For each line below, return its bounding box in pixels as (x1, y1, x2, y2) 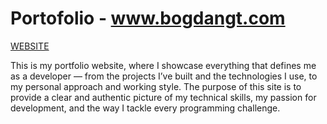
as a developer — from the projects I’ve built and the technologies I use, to (10, 70, 318, 82)
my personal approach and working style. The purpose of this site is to (10, 80, 302, 92)
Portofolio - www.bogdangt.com (10, 7, 286, 30)
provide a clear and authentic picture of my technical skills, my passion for (10, 91, 317, 103)
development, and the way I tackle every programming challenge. (10, 102, 281, 114)
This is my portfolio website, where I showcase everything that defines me (10, 59, 317, 71)
